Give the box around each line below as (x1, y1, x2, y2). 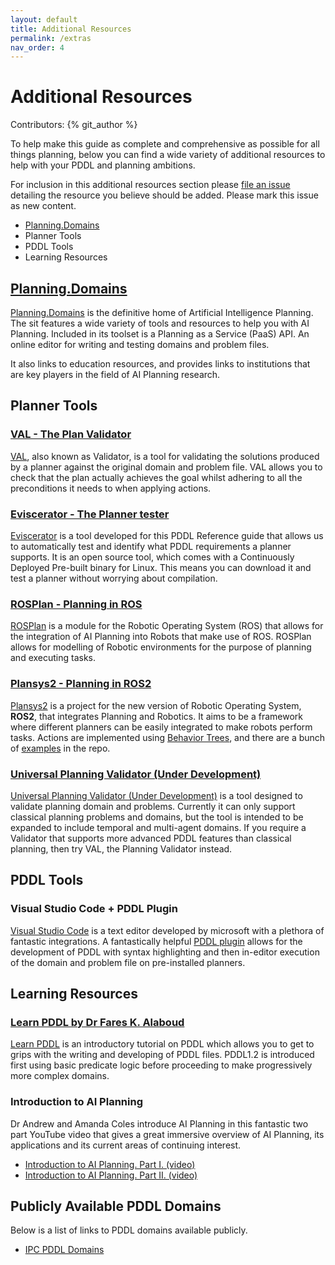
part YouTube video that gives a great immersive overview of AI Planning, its (10, 1128, 325, 1140)
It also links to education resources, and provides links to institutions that (10, 358, 311, 370)
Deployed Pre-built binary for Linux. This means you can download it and (10, 561, 312, 573)
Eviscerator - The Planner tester (10, 507, 170, 521)
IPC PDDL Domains (24, 1244, 105, 1256)
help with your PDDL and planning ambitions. (10, 159, 196, 171)
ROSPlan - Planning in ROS (10, 597, 143, 611)
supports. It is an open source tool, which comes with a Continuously (10, 551, 295, 563)
